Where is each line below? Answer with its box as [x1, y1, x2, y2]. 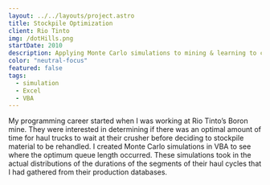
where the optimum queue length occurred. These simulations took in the [8, 150, 252, 160]
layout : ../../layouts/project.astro [8, 11, 135, 20]
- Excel [15, 86, 42, 95]
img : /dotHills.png [8, 34, 74, 43]
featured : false [8, 64, 63, 72]
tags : [8, 72, 27, 80]
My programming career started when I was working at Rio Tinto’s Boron [8, 116, 248, 125]
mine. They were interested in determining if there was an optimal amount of [8, 125, 262, 134]
